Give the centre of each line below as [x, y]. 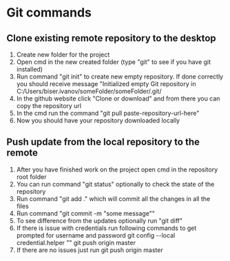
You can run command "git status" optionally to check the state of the [115, 184]
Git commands [49, 13]
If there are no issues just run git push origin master [90, 250]
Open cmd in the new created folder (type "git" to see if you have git [114, 62]
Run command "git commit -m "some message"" [86, 213]
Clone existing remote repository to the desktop [111, 38]
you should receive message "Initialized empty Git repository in [106, 84]
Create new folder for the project [63, 54]
